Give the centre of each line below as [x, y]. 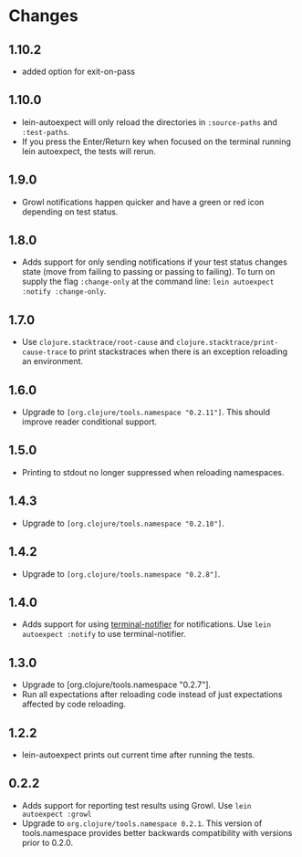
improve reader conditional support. [89, 422]
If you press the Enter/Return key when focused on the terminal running [156, 141]
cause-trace [44, 352]
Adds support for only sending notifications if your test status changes [155, 262]
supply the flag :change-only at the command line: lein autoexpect [148, 282]
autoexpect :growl [57, 814]
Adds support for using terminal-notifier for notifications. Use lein [146, 624]
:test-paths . [46, 131]
